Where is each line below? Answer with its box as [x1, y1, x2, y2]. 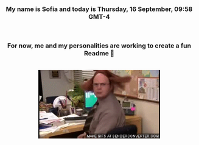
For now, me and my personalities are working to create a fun [7, 41, 192, 50]
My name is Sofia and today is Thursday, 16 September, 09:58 [5, 5, 193, 13]
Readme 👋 [84, 49, 114, 58]
